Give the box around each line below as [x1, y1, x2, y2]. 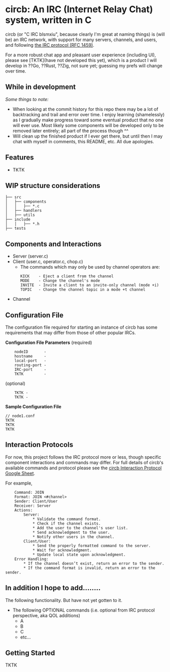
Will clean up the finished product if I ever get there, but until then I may [12, 133, 163, 139]
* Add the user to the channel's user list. [32, 525, 128, 530]
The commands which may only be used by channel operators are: [20, 264, 160, 270]
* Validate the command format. [32, 517, 101, 522]
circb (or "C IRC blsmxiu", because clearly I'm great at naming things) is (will [5, 31, 165, 37]
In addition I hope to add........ [5, 584, 101, 592]
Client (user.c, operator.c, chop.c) [12, 259, 83, 265]
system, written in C [5, 14, 92, 26]
